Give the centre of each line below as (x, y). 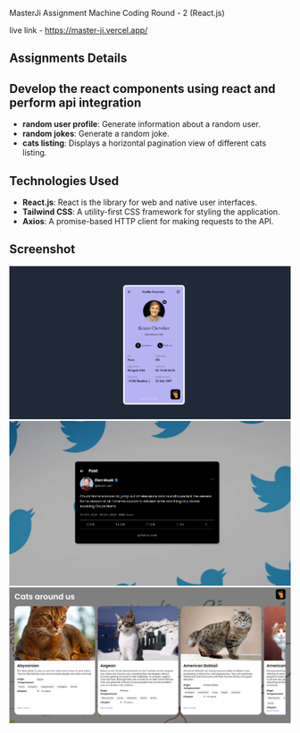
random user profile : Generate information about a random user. (141, 124)
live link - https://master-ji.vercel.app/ (79, 30)
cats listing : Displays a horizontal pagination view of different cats (144, 143)
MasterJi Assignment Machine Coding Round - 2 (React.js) (117, 13)
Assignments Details (68, 59)
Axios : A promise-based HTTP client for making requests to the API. (148, 222)
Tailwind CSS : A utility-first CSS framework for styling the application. (151, 212)
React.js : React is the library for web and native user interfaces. (139, 202)
